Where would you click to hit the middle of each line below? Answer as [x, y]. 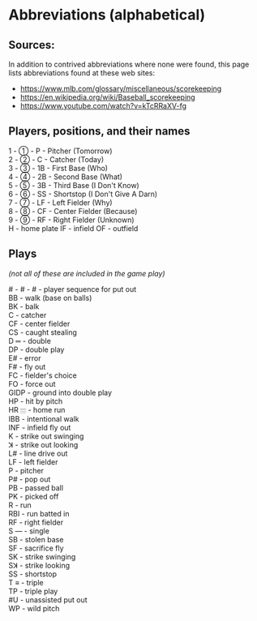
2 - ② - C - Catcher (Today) [56, 159]
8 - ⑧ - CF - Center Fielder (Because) [73, 211]
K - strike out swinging [46, 436]
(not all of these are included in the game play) [87, 273]
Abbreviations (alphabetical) [107, 15]
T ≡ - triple [26, 582]
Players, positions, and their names [99, 131]
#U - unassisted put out [48, 600]
